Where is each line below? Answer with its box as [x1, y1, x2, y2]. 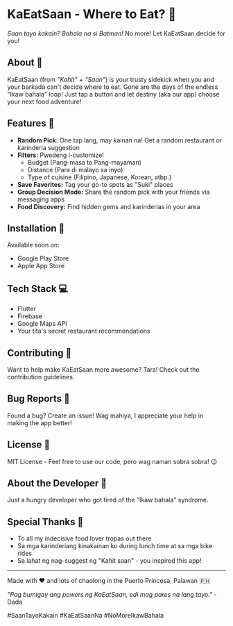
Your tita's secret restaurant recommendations [17, 327, 150, 336]
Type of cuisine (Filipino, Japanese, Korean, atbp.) [27, 173, 172, 181]
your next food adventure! [7, 97, 82, 106]
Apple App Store [17, 262, 64, 270]
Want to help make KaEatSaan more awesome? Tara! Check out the [7, 365, 200, 374]
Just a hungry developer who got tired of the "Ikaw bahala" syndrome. [7, 496, 209, 504]
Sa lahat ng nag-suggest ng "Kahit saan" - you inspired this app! [17, 557, 202, 565]
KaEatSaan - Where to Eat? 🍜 [7, 6, 177, 22]
